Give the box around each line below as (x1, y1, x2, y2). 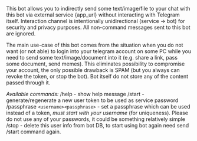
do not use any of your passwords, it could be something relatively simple (6, 116, 186, 123)
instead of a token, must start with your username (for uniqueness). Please (6, 109, 189, 116)
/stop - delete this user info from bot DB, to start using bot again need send (6, 122, 189, 129)
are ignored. (6, 30, 36, 37)
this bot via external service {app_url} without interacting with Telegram (6, 11, 180, 18)
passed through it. (6, 79, 51, 86)
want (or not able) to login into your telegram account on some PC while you (6, 48, 192, 55)
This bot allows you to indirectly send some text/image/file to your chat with (6, 5, 191, 12)
